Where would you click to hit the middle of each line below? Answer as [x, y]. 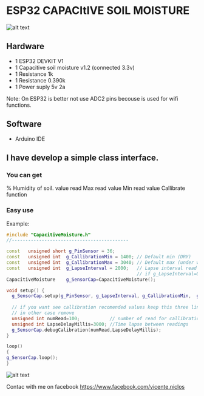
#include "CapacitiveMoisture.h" [49, 235]
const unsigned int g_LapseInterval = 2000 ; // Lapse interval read [102, 268]
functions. [19, 105]
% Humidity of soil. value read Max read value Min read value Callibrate [96, 188]
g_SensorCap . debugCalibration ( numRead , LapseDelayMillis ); [87, 330]
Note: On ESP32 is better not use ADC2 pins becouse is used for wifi [92, 98]
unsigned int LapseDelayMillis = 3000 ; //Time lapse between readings [100, 324]
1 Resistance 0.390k [40, 80]
